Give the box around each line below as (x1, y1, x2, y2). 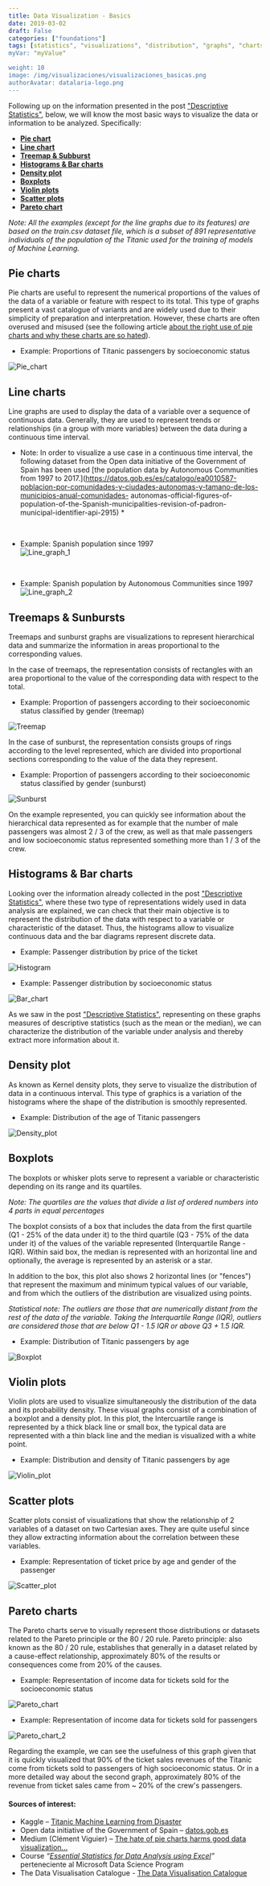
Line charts (8, 385, 67, 399)
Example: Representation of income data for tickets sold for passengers (19, 1714, 258, 1724)
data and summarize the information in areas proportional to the (8, 641, 220, 651)
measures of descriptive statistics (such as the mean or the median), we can (8, 1018, 262, 1028)
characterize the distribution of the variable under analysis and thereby (8, 1026, 243, 1036)
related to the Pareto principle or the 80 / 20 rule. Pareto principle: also (8, 1634, 243, 1644)
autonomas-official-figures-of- (130, 490, 233, 500)
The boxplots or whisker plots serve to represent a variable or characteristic (8, 1173, 260, 1182)
